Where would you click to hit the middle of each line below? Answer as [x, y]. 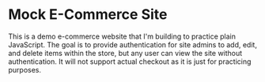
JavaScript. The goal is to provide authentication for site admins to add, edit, [132, 44]
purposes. [25, 69]
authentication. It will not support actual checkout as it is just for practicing [130, 61]
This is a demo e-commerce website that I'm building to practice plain [122, 36]
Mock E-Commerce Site [88, 15]
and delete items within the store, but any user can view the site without [125, 53]
